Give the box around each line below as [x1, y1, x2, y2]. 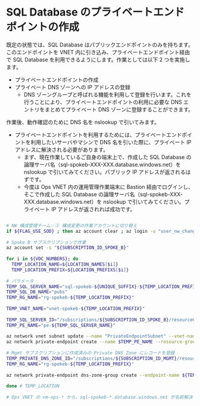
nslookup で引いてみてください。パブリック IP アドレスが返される [23, 168, 186, 176]
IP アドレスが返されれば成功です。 [51, 205, 136, 213]
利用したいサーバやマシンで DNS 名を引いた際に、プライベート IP [30, 138, 192, 146]
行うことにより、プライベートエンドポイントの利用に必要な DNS [23, 98, 183, 105]
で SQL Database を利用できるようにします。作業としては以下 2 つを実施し [6, 56, 190, 63]
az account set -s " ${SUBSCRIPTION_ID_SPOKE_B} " [6, 245, 129, 251]
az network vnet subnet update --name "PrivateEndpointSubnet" [6, 333, 167, 339]
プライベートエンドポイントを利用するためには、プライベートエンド [14, 131, 182, 138]
